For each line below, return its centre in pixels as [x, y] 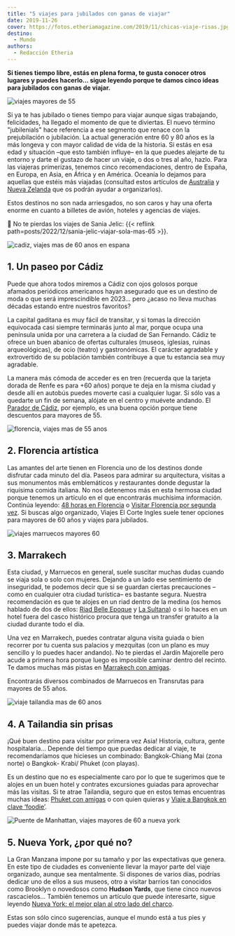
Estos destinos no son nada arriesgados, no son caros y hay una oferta [110, 202]
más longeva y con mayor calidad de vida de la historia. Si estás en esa [110, 144]
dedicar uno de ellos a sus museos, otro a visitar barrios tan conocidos [109, 881]
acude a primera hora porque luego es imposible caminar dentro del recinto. [117, 660]
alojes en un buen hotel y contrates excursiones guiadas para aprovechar [113, 785]
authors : [20, 46]
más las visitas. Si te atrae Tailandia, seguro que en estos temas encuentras [116, 792]
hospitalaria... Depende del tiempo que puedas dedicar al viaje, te [102, 749]
